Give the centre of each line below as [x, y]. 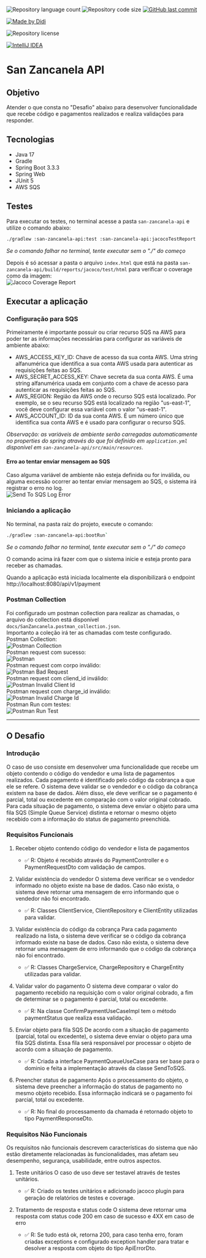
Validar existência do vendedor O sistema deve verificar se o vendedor [105, 879]
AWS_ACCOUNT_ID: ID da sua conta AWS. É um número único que [99, 416]
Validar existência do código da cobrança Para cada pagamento [96, 929]
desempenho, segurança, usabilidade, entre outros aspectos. [84, 1161]
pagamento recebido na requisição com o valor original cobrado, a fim [104, 992]
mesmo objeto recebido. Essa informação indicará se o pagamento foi [104, 1093]
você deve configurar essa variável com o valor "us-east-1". [91, 410]
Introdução [23, 753]
